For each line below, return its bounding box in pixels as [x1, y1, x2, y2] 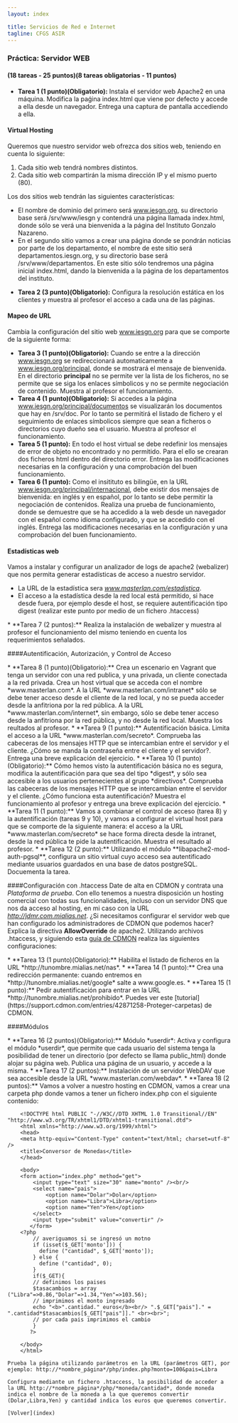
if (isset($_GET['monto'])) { [33, 1241, 122, 1249]
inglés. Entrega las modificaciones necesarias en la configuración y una [17, 523, 228, 531]
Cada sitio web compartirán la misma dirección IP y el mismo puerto [17, 170, 217, 179]
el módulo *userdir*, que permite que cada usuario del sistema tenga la [7, 1044, 215, 1053]
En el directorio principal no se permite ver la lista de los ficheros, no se [17, 371, 229, 380]
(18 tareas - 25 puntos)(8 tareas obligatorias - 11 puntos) [7, 71, 177, 79]
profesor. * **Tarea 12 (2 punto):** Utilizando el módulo [7, 845, 172, 853]
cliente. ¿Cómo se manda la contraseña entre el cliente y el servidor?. [7, 746, 212, 755]
